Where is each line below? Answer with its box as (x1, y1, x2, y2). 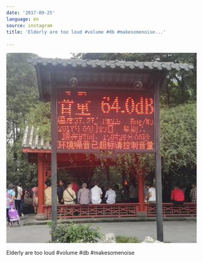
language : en (6, 16, 39, 22)
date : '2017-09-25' (6, 10, 56, 16)
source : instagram (6, 22, 53, 28)
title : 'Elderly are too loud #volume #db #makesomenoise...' (6, 29, 166, 35)
